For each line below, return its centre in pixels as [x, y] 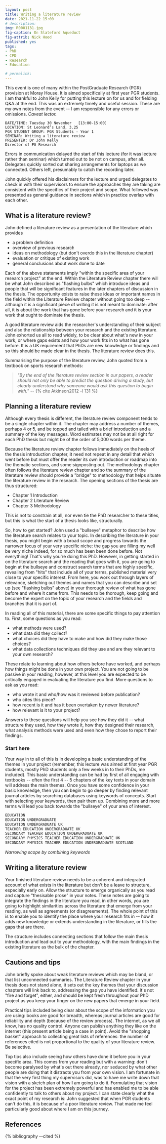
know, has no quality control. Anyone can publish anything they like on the [81, 1026]
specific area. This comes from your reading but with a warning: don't [76, 1062]
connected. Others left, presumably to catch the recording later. [70, 169]
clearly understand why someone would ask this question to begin [85, 385]
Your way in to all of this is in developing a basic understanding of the [76, 759]
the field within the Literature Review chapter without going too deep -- [78, 299]
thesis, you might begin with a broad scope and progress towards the [76, 540]
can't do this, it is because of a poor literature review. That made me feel [79, 1103]
